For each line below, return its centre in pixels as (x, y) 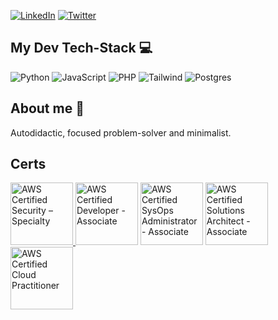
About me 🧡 (47, 108)
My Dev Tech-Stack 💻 (81, 48)
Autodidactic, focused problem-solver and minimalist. (121, 132)
